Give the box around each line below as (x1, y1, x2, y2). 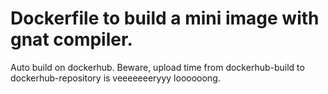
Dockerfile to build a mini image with (10, 7, 320, 30)
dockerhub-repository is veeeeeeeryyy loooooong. (10, 72, 221, 84)
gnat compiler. (10, 28, 133, 51)
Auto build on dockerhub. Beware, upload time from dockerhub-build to (10, 61, 305, 73)
